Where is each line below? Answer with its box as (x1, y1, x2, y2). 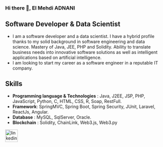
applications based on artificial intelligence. (12, 54, 102, 60)
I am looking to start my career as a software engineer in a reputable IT (12, 59, 159, 65)
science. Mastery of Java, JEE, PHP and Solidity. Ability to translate (12, 43, 151, 49)
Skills (5, 79, 22, 88)
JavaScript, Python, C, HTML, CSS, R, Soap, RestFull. (12, 98, 122, 104)
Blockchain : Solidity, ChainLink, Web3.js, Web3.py (12, 119, 118, 125)
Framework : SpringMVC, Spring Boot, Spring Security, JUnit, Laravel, (12, 103, 156, 109)
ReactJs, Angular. (12, 108, 49, 114)
